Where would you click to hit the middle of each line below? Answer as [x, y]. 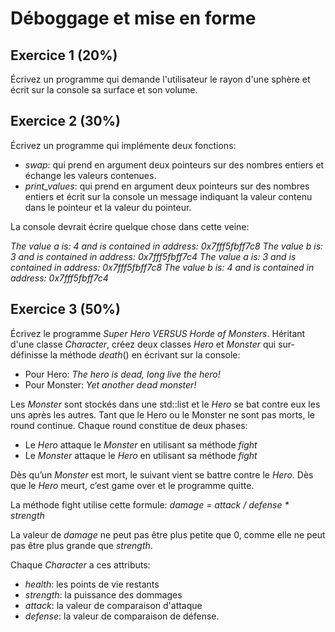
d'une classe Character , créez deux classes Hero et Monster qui [143, 344]
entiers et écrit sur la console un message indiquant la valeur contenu [168, 196]
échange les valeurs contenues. [90, 175]
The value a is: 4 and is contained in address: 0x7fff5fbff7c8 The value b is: [167, 246]
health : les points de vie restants [92, 584]
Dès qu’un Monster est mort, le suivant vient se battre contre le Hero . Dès [162, 474]
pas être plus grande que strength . [81, 545]
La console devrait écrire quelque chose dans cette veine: [130, 226]
